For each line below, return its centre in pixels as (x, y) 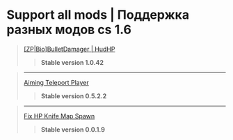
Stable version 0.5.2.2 (74, 96)
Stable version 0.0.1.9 (73, 130)
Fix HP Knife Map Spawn (59, 116)
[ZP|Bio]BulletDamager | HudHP (69, 49)
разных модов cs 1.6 (69, 30)
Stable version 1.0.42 (72, 62)
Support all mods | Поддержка (98, 15)
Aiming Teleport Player (56, 82)
